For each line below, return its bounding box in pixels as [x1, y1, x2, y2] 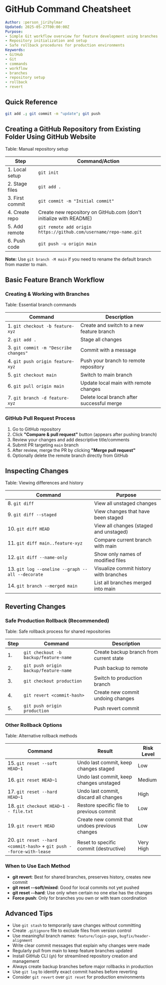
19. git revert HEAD [7, 822, 55, 829]
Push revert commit [93, 705, 139, 712]
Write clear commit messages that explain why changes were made [12, 942, 150, 948]
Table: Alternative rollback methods [5, 733, 78, 739]
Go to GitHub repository [12, 426, 61, 432]
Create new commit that [77, 816, 133, 823]
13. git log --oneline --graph [7, 566, 80, 573]
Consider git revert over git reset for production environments [12, 974, 145, 980]
